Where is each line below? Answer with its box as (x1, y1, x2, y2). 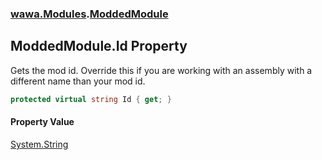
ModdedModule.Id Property (10, 38, 188, 55)
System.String (10, 138, 69, 150)
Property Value (10, 116, 75, 128)
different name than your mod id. (10, 75, 146, 87)
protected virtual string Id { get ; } (10, 94, 172, 104)
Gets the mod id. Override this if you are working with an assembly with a (10, 64, 313, 76)
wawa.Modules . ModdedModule (10, 7, 169, 21)
